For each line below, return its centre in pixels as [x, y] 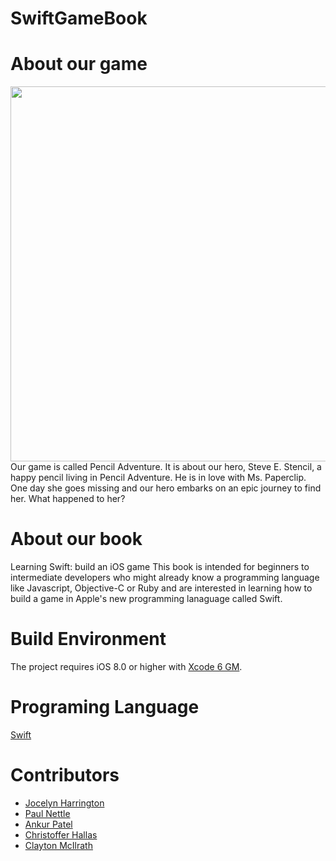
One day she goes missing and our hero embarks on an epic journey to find [166, 488]
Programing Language [105, 707]
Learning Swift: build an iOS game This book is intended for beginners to [160, 567]
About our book [76, 539]
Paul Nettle [47, 813]
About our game [79, 64]
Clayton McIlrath [58, 845]
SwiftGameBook [79, 18]
